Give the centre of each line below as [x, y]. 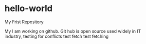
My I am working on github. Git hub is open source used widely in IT [73, 31]
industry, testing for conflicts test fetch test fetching [57, 36]
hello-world [29, 8]
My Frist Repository [24, 22]
